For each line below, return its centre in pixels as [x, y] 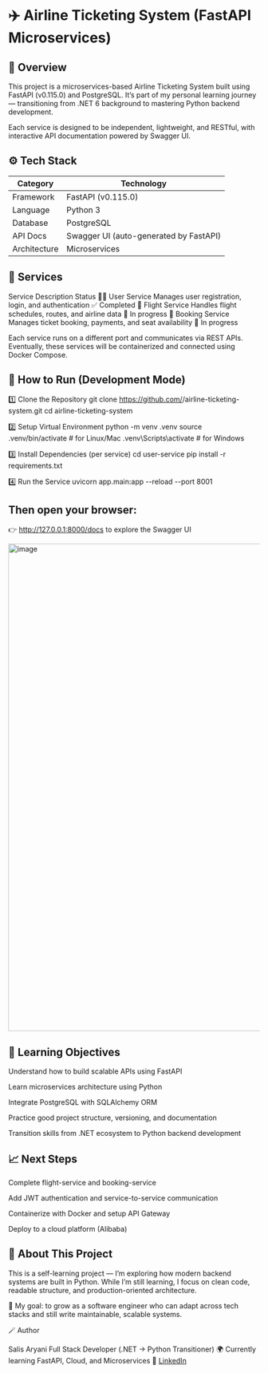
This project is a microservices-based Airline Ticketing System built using [129, 86]
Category [35, 183]
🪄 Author [24, 1330]
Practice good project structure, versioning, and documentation [113, 1118]
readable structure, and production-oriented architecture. [102, 1290]
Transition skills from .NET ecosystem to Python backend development [125, 1134]
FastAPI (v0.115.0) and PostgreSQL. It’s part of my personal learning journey [132, 95]
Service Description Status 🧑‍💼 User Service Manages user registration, [125, 296]
